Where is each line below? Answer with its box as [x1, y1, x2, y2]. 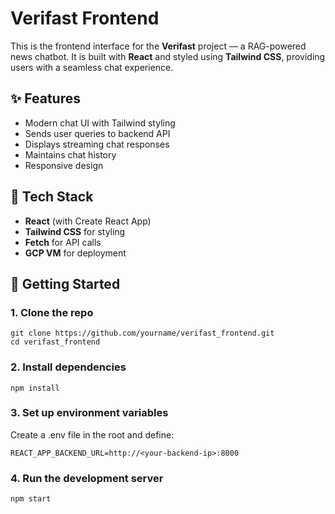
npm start [10, 494, 52, 504]
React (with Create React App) [24, 215, 152, 227]
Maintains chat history [24, 148, 117, 161]
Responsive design [24, 159, 104, 171]
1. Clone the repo [10, 305, 94, 319]
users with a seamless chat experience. [10, 61, 174, 73]
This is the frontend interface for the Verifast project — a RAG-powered [10, 40, 307, 52]
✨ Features [10, 90, 81, 107]
